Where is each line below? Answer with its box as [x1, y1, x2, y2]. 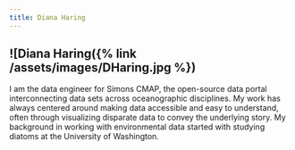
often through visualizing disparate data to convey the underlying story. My [9, 112, 286, 123]
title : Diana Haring [9, 12, 87, 22]
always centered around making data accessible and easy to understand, [9, 103, 279, 113]
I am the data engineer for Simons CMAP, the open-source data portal [9, 84, 267, 95]
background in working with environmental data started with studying [9, 121, 265, 132]
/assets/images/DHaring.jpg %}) [9, 60, 197, 76]
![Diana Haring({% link [9, 46, 137, 62]
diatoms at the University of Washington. [9, 131, 159, 142]
